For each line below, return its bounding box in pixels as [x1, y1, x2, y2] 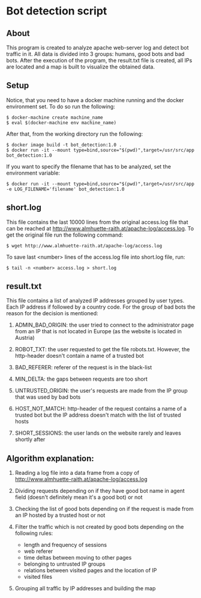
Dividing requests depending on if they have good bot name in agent [14, 488, 185, 495]
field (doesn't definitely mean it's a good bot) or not [14, 494, 143, 501]
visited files [23, 573, 53, 581]
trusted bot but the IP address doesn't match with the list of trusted [14, 411, 181, 418]
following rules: [14, 530, 53, 537]
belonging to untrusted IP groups [23, 560, 106, 568]
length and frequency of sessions [23, 542, 107, 549]
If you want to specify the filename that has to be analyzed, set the [6, 163, 171, 170]
